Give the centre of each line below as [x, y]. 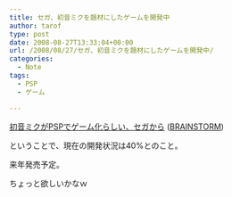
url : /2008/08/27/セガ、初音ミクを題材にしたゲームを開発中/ [112, 51]
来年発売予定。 [37, 164]
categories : [31, 59]
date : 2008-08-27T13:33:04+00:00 [71, 42]
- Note [29, 68]
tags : [19, 76]
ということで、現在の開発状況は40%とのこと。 [96, 145]
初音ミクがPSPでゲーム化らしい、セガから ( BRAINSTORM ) [117, 127]
